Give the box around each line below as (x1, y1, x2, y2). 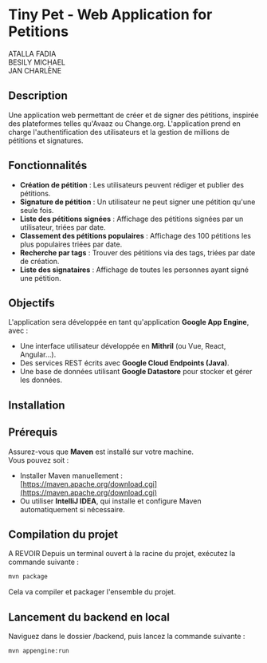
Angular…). (19, 349, 57, 360)
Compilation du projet (8, 527, 119, 541)
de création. (19, 256, 60, 266)
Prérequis (8, 425, 58, 440)
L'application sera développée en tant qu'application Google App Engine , (8, 318, 249, 327)
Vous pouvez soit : (8, 455, 69, 464)
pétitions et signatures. (8, 136, 84, 145)
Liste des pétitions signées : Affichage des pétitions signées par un (19, 214, 244, 223)
